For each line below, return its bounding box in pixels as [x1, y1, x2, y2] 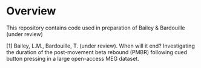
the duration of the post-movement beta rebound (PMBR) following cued [6, 48, 188, 55]
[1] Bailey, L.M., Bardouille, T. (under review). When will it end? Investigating [6, 42, 195, 49]
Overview [6, 4, 56, 18]
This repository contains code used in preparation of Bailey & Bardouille [6, 24, 185, 31]
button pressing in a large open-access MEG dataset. [6, 55, 139, 62]
